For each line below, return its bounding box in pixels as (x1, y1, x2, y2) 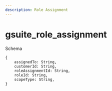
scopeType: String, (14, 77, 55, 82)
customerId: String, (14, 63, 57, 69)
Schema (5, 45, 22, 51)
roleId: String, (14, 72, 48, 77)
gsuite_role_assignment (5, 28, 107, 40)
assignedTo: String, (14, 59, 57, 64)
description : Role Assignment (5, 7, 68, 12)
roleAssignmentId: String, (14, 68, 70, 73)
